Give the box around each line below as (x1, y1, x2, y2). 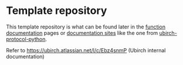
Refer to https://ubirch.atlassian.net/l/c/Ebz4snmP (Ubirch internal (6, 46, 166, 53)
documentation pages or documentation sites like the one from (6, 29, 158, 36)
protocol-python (6, 35, 46, 42)
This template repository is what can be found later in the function (6, 23, 166, 30)
